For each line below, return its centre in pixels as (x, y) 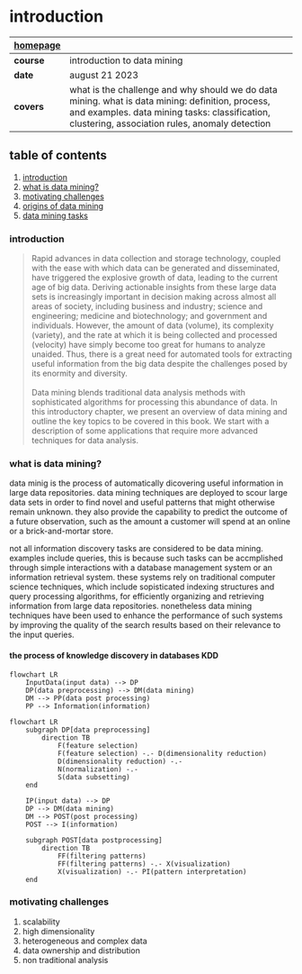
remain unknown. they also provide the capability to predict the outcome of (148, 512)
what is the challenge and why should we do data (173, 89)
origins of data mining (63, 205)
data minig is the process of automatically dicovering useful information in (147, 483)
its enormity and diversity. (80, 373)
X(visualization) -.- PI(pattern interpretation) (152, 871)
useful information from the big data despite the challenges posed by (159, 364)
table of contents (58, 155)
